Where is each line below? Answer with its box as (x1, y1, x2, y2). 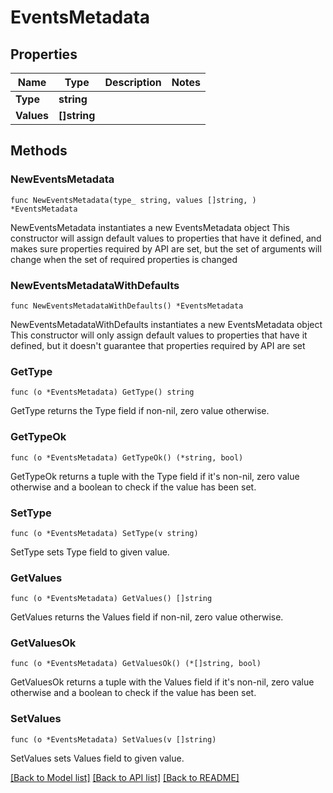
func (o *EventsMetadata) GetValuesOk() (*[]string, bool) (10, 659, 262, 669)
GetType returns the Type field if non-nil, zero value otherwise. (10, 405, 270, 417)
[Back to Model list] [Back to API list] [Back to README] (10, 771, 240, 783)
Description (104, 76, 162, 89)
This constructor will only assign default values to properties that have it (10, 329, 308, 341)
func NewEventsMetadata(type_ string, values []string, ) (10, 195, 257, 205)
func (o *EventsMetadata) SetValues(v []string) (10, 734, 217, 745)
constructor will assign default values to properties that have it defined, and (10, 232, 322, 244)
